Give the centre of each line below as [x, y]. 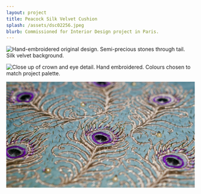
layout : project [26, 13]
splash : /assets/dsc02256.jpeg [45, 25]
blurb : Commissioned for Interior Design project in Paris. [83, 32]
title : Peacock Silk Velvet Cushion [52, 19]
